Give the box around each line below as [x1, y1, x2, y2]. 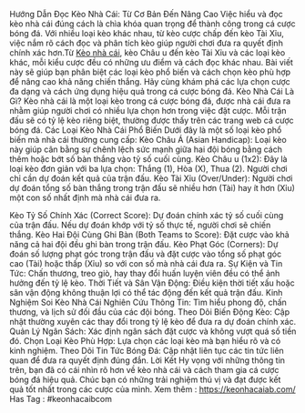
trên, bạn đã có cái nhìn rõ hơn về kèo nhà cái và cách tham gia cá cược [9, 365, 280, 375]
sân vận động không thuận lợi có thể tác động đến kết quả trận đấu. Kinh [9, 287, 283, 297]
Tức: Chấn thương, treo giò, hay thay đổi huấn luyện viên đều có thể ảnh [9, 268, 280, 278]
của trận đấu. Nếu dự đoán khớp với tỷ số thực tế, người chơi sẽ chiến [9, 219, 271, 230]
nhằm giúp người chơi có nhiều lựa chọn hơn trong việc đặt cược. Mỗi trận [9, 106, 287, 116]
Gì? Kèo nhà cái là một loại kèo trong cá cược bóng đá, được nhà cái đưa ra [9, 96, 291, 106]
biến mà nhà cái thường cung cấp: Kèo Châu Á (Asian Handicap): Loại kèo [9, 135, 287, 145]
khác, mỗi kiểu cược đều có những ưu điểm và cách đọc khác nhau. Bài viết [9, 57, 294, 67]
